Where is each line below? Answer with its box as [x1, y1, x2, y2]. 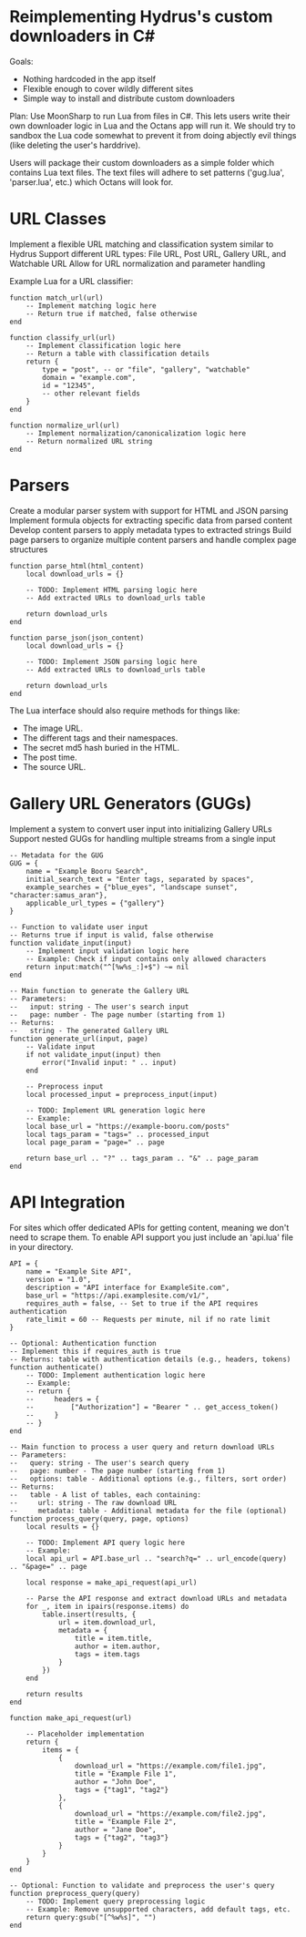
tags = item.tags [74, 1649, 141, 1659]
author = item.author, [74, 1642, 161, 1651]
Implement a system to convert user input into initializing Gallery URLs [9, 823, 272, 835]
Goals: [9, 56, 34, 67]
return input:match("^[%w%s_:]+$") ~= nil [25, 962, 189, 971]
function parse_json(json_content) [9, 633, 145, 642]
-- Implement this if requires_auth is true [9, 1347, 181, 1356]
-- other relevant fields [42, 389, 141, 398]
